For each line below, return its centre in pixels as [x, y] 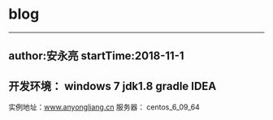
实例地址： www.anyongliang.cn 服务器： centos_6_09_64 [104, 107]
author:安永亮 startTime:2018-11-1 [96, 56]
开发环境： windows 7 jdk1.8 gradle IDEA [113, 86]
